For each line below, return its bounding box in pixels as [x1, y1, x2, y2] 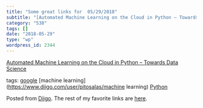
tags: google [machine [6, 76, 62, 84]
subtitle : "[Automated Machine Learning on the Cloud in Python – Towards [6, 14, 199, 20]
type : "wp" [6, 37, 34, 43]
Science [6, 65, 27, 72]
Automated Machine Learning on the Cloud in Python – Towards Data [6, 58, 178, 66]
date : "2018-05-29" [6, 31, 56, 37]
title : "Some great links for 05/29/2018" [6, 8, 118, 15]
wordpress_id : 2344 [6, 43, 56, 49]
